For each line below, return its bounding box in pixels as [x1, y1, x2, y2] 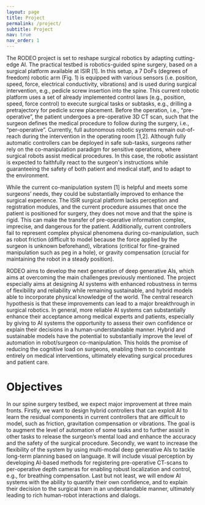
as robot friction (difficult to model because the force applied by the [6, 236, 177, 243]
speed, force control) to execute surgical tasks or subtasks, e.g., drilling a [6, 100, 192, 107]
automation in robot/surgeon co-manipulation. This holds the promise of [6, 339, 188, 346]
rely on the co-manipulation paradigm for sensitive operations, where [6, 145, 181, 153]
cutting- [174, 55, 195, 61]
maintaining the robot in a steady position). [6, 255, 114, 263]
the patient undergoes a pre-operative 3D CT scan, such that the [34, 113, 199, 120]
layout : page [6, 9, 40, 15]
